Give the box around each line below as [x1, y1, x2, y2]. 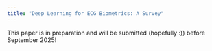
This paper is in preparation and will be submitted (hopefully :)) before [7, 29, 206, 37]
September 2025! [7, 35, 57, 44]
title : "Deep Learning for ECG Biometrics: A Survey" [7, 10, 165, 17]
